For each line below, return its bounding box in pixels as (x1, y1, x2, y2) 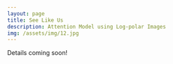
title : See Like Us (7, 17, 64, 24)
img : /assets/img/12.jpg (7, 29, 79, 37)
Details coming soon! (7, 49, 68, 57)
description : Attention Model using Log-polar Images (7, 23, 167, 30)
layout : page (7, 10, 45, 17)
